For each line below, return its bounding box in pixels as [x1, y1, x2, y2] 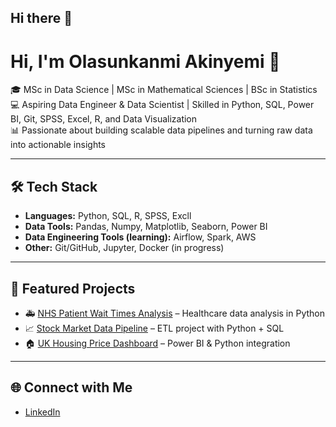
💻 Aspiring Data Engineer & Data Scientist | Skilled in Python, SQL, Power [10, 99, 315, 111]
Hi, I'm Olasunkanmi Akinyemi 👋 [10, 50, 281, 73]
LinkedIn [24, 406, 61, 418]
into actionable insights [10, 139, 106, 151]
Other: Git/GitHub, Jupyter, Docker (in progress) [24, 242, 225, 254]
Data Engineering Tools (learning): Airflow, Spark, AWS [24, 231, 257, 243]
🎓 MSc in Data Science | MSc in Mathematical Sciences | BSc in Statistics [10, 84, 318, 96]
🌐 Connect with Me [10, 379, 133, 396]
